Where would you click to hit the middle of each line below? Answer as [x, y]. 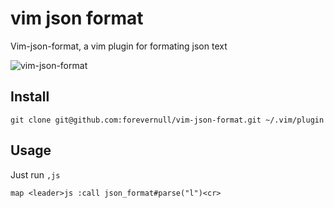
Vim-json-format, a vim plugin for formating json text [119, 46]
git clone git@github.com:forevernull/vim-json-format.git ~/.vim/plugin [167, 120]
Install [30, 97]
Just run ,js [35, 174]
